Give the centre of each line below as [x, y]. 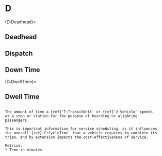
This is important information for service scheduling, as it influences [81, 129]
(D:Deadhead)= [21, 22]
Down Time [23, 70]
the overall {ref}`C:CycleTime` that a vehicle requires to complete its [81, 133]
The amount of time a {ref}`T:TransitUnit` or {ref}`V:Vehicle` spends [79, 112]
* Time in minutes [24, 150]
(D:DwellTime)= [21, 81]
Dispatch [19, 53]
